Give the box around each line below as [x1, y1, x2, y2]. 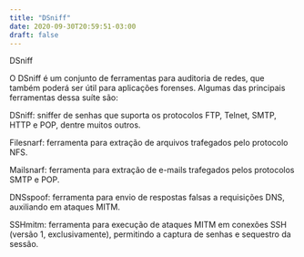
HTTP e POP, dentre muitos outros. [9, 119, 141, 130]
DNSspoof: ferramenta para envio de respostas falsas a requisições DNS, [9, 192, 285, 203]
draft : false [9, 30, 59, 39]
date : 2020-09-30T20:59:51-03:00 [9, 22, 137, 31]
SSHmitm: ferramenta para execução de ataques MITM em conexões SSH [9, 220, 287, 231]
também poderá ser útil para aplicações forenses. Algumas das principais [9, 83, 286, 94]
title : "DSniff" [9, 13, 71, 23]
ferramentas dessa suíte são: [9, 92, 118, 103]
